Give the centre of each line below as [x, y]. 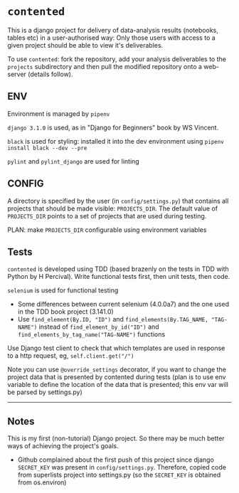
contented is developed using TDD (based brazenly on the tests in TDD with [118, 269]
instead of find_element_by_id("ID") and [99, 327]
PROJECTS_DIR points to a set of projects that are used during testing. [107, 216]
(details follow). [51, 74]
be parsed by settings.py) [45, 392]
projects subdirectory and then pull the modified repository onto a [105, 66]
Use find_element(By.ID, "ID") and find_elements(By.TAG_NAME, [113, 319]
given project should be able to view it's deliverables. [85, 45]
